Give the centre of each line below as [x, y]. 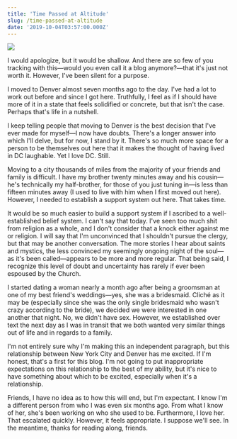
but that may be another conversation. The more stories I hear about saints [116, 244]
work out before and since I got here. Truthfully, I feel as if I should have [112, 97]
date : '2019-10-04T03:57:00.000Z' [58, 27]
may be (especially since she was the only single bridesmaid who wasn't [113, 303]
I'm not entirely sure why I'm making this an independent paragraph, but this [118, 346]
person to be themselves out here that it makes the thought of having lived [116, 148]
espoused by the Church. [44, 274]
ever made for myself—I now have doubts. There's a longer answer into [112, 133]
